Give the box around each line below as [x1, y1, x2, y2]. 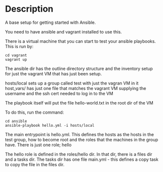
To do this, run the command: [5, 109, 64, 115]
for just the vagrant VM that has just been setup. [5, 70, 102, 76]
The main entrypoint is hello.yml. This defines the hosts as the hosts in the [5, 131, 154, 137]
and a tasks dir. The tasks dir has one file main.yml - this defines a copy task [5, 156, 159, 162]
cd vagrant [5, 52, 27, 58]
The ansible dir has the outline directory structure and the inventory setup [5, 66, 153, 71]
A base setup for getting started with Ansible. [5, 19, 96, 25]
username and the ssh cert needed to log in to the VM [5, 90, 113, 96]
